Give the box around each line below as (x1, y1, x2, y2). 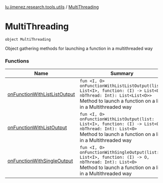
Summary (110, 70, 134, 77)
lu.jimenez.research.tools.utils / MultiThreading (5, 4, 99, 10)
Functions (5, 58, 29, 64)
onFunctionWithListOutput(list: (80, 116, 154, 122)
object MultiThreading (5, 37, 51, 42)
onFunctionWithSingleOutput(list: (80, 150, 160, 155)
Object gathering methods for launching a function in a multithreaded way (5, 46, 153, 51)
